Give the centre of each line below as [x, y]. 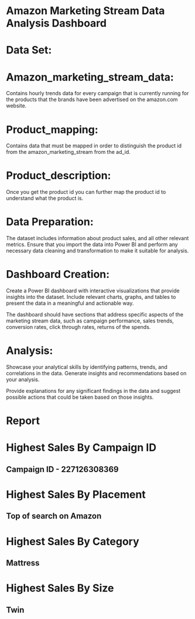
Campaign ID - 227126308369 [62, 469]
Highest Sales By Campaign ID [81, 448]
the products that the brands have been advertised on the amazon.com [92, 100]
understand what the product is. [45, 199]
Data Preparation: [50, 222]
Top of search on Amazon [54, 516]
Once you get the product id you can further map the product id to [86, 192]
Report [23, 421]
